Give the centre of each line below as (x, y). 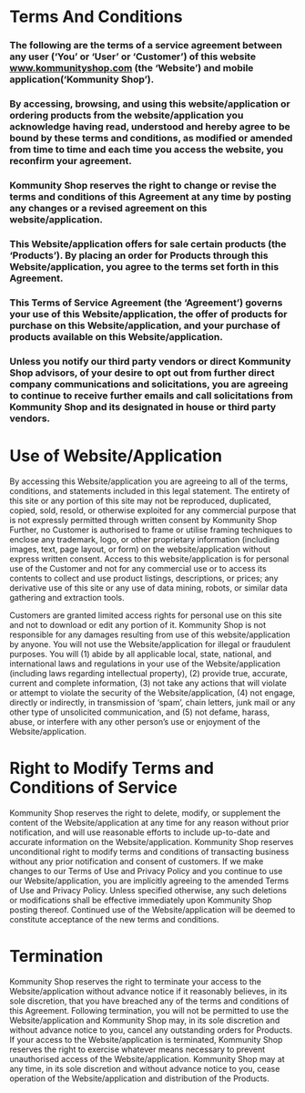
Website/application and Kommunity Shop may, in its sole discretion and (145, 1020)
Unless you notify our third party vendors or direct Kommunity (150, 361)
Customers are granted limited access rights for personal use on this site (146, 615)
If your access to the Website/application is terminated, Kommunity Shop (146, 1039)
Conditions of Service (93, 787)
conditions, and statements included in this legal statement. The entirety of (150, 490)
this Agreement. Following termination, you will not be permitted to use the (149, 1010)
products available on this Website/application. (116, 336)
